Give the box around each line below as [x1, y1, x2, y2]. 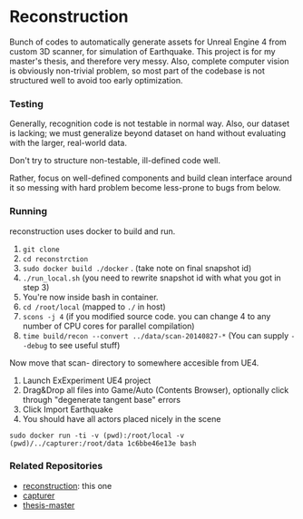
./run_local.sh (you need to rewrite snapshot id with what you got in [22, 272, 281, 283]
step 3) [22, 281, 50, 292]
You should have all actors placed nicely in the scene [22, 413, 221, 424]
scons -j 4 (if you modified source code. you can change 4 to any [22, 310, 271, 321]
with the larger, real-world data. [9, 138, 127, 149]
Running [9, 205, 48, 218]
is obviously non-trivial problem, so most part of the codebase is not [9, 65, 266, 76]
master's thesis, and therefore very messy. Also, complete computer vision [9, 55, 289, 66]
